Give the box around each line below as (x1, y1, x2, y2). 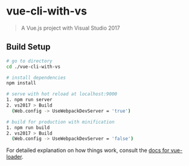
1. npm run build (6, 124, 50, 131)
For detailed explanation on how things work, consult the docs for (6, 147, 170, 154)
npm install (6, 80, 36, 86)
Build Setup (6, 42, 51, 52)
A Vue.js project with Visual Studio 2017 (21, 24, 120, 32)
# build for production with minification (6, 119, 115, 125)
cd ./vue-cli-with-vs (6, 64, 61, 70)
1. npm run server (6, 97, 53, 103)
